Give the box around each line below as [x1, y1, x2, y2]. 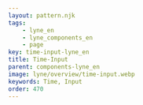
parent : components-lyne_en [8, 63, 101, 71]
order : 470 [8, 84, 44, 93]
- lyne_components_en [22, 33, 93, 42]
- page [22, 41, 44, 49]
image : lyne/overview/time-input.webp [8, 70, 135, 78]
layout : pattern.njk [8, 11, 76, 20]
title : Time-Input [8, 56, 68, 64]
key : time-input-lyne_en [8, 48, 90, 56]
